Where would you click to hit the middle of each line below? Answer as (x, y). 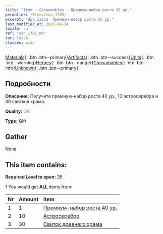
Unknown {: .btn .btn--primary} (47, 68)
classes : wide (20, 43)
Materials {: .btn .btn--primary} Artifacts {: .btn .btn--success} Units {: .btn (79, 57)
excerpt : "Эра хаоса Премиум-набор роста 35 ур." (60, 19)
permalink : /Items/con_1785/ (36, 15)
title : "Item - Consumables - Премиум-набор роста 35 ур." (69, 10)
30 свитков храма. (25, 101)
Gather (16, 137)
